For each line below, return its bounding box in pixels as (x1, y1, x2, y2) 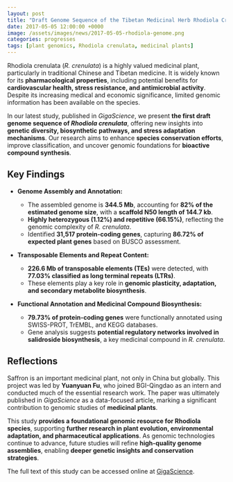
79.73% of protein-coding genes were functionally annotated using (27, 313, 223, 321)
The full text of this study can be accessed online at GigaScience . (7, 467, 195, 475)
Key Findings (7, 169, 65, 180)
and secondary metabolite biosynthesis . (27, 286, 147, 295)
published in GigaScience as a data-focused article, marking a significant (7, 396, 217, 404)
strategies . (7, 454, 40, 462)
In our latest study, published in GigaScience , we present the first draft (7, 112, 211, 120)
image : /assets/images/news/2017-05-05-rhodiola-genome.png (7, 29, 185, 37)
